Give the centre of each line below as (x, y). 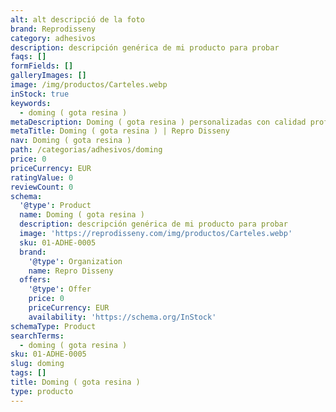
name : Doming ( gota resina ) (82, 215)
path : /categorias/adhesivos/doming (86, 150)
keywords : (31, 103)
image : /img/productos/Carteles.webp (89, 85)
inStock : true (40, 94)
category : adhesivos (53, 38)
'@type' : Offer (60, 289)
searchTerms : (37, 336)
